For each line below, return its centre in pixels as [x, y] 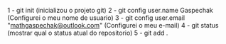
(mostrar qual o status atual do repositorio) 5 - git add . [88, 33]
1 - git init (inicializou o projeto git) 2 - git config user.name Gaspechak [110, 10]
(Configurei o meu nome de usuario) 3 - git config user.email [96, 18]
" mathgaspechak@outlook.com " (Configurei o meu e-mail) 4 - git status [113, 25]
